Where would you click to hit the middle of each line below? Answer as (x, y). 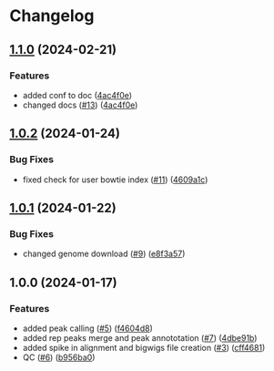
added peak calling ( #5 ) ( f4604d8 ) (87, 328)
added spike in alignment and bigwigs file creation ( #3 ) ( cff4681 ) (144, 347)
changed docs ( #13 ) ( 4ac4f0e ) (80, 105)
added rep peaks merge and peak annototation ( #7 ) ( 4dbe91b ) (140, 337)
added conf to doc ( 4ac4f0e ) (77, 95)
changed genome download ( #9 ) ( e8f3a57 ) (104, 254)
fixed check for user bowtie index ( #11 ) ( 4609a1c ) (115, 180)
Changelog (52, 16)
